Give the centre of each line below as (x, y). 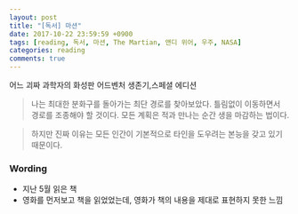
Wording (28, 168)
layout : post (33, 17)
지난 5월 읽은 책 (49, 189)
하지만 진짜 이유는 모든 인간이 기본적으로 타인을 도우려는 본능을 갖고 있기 (157, 134)
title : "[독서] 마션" (45, 26)
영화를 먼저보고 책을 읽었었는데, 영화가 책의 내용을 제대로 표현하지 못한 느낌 (153, 200)
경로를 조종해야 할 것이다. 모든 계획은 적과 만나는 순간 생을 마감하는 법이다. (160, 115)
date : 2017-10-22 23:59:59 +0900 (71, 34)
